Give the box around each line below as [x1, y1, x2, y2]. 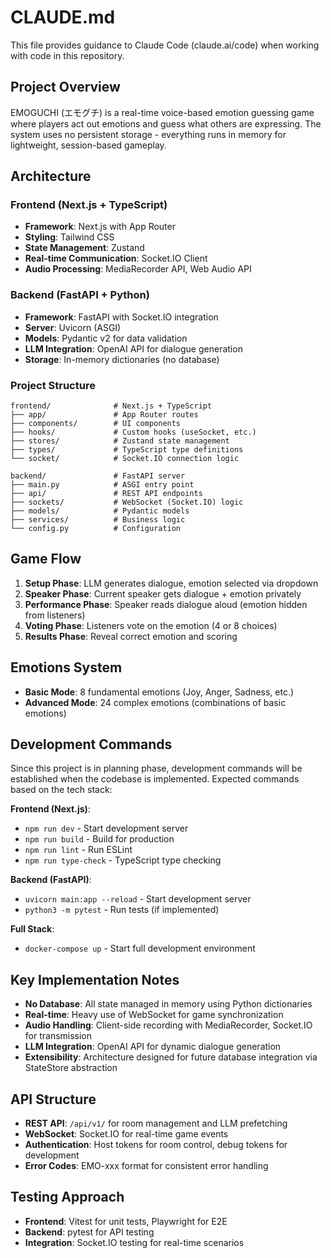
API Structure [10, 1091, 97, 1108]
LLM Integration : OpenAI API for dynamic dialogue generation [24, 1041, 282, 1053]
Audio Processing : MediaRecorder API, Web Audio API [24, 263, 252, 275]
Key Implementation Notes [10, 971, 180, 988]
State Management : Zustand [24, 242, 145, 254]
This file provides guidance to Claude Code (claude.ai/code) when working [10, 39, 320, 51]
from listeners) [24, 609, 86, 621]
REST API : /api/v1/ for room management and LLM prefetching [24, 1117, 288, 1130]
